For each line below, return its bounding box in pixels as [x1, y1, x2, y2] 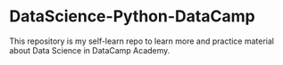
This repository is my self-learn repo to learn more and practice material [9, 36, 275, 46]
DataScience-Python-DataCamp [9, 6, 256, 27]
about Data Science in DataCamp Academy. [9, 45, 171, 55]
